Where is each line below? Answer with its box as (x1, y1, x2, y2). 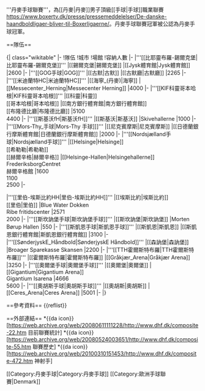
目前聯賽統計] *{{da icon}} (28, 329, 94, 336)
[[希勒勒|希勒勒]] (6, 146, 49, 153)
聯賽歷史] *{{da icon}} (32, 343, 88, 350)
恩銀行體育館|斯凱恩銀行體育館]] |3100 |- (6, 231, 109, 238)
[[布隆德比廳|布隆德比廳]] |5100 (6, 107, 86, 115)
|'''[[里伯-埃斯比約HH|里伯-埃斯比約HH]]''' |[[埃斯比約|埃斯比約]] (6, 194, 169, 201)
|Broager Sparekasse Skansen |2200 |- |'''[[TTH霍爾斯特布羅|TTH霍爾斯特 (6, 246, 195, 253)
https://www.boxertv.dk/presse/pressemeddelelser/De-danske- (6, 13, 167, 20)
